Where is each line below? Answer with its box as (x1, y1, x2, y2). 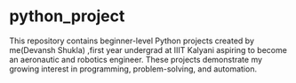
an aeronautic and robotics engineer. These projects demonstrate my (9, 54, 263, 64)
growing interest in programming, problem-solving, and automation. (9, 64, 258, 74)
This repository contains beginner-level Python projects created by (9, 35, 255, 46)
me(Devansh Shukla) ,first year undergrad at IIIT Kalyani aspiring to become (9, 44, 287, 55)
